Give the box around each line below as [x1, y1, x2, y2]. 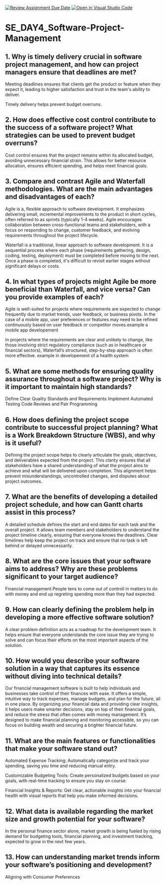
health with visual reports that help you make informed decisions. [5, 793, 139, 799]
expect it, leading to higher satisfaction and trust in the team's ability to [5, 86, 150, 92]
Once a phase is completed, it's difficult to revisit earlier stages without [5, 257, 150, 263]
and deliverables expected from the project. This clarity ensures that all [5, 457, 151, 463]
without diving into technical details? [5, 672, 122, 680]
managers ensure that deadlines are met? [5, 68, 137, 77]
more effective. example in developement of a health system [5, 353, 129, 359]
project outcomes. [5, 479, 43, 484]
